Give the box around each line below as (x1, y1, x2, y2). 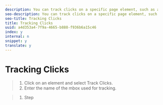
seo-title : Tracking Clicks (5, 16, 62, 21)
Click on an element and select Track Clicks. (24, 80, 113, 86)
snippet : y (5, 39, 27, 44)
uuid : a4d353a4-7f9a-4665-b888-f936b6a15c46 (5, 25, 97, 30)
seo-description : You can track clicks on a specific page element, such (5, 12, 158, 16)
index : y (5, 30, 23, 34)
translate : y (5, 43, 32, 48)
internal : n (5, 34, 29, 39)
